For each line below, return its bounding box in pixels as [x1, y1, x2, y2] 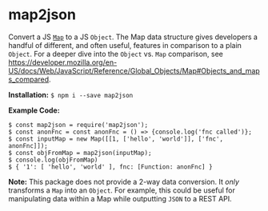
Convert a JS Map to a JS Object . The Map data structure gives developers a [8, 32, 258, 42]
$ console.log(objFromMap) [8, 156, 98, 164]
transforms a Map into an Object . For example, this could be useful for [8, 185, 236, 195]
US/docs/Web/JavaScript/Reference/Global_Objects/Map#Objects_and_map [8, 66, 260, 75]
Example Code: [8, 105, 60, 115]
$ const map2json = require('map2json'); [8, 121, 149, 129]
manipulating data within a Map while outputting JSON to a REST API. [8, 193, 232, 203]
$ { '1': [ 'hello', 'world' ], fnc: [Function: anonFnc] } [8, 162, 214, 171]
